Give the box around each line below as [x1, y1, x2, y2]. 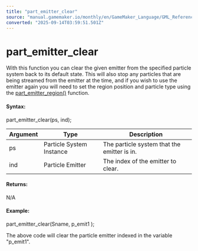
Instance [44, 147, 68, 156]
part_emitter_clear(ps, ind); [6, 116, 72, 123]
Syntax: [6, 103, 26, 110]
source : [6, 14, 25, 20]
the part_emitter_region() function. [6, 90, 90, 97]
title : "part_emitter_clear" [6, 8, 78, 15]
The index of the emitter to [103, 157, 177, 165]
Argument [9, 130, 38, 138]
